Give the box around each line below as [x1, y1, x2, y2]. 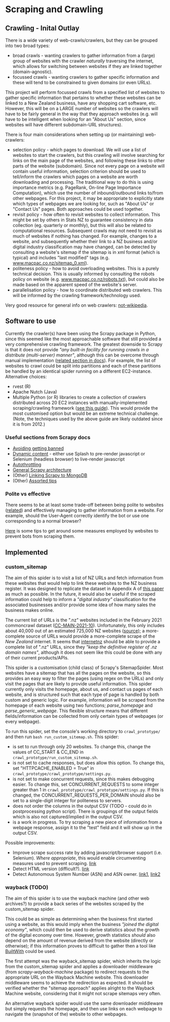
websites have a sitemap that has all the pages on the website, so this [5, 670, 151, 676]
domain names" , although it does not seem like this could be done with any [5, 649, 162, 655]
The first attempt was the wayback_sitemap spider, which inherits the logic [5, 958, 161, 964]
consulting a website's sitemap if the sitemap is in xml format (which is [12, 249, 160, 255]
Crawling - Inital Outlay [5, 24, 79, 32]
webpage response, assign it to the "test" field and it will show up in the [12, 825, 162, 831]
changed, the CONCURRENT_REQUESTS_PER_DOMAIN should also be [12, 792, 160, 798]
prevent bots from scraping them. [5, 533, 75, 539]
